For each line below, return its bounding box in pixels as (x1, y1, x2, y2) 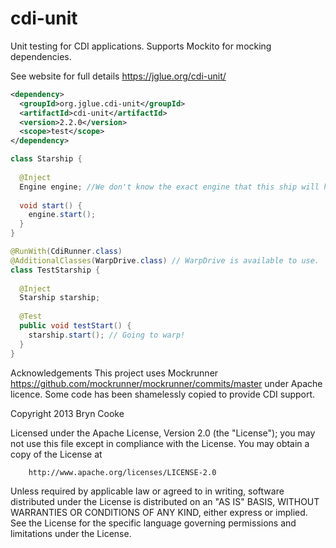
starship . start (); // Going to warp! (28, 330, 186, 340)
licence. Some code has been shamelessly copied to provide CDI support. (10, 388, 316, 400)
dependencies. (10, 50, 72, 62)
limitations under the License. (10, 527, 132, 539)
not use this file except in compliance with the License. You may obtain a (10, 437, 310, 449)
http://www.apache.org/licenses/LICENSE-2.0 (28, 467, 217, 477)
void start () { (19, 200, 83, 211)
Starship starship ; (19, 293, 101, 303)
